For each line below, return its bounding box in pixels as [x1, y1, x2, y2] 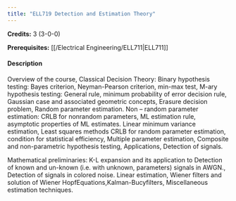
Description [7, 59, 43, 67]
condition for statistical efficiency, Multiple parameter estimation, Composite [7, 134, 229, 143]
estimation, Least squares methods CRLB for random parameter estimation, [7, 127, 226, 136]
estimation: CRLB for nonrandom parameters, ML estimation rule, [7, 112, 196, 120]
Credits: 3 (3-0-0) [7, 30, 61, 38]
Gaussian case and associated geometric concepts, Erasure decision [7, 97, 208, 105]
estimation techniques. [7, 186, 74, 194]
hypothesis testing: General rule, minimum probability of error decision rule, [7, 89, 227, 98]
